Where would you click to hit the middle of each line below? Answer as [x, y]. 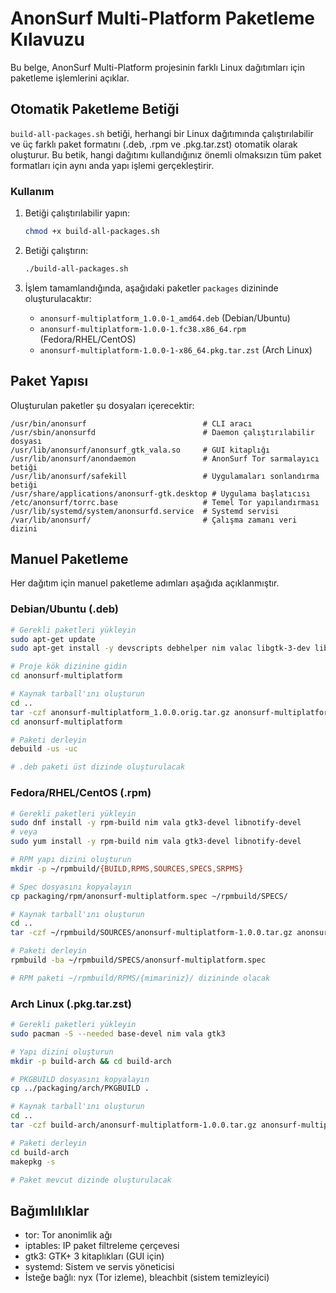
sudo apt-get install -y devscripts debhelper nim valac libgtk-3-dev [160, 648]
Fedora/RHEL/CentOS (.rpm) [81, 793]
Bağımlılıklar [50, 1210]
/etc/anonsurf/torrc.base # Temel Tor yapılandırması [165, 502]
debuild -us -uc [44, 749]
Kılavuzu [47, 39]
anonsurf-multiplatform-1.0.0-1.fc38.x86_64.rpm [143, 329]
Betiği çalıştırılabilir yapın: [77, 213]
